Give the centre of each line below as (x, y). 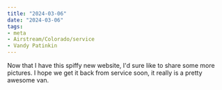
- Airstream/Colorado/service (51, 39)
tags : (15, 26)
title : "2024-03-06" (37, 13)
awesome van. (28, 80)
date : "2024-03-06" (35, 20)
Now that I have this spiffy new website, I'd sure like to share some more (111, 65)
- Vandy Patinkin (32, 46)
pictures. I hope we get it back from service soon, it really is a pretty (105, 73)
